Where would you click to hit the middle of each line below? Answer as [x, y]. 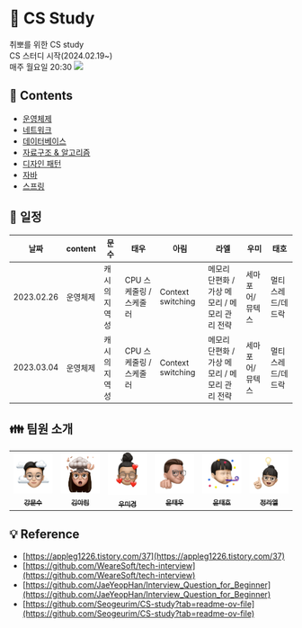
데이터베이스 [44, 141]
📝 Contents [41, 96]
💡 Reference [44, 534]
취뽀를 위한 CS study [47, 44]
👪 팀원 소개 [41, 430]
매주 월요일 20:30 [41, 67]
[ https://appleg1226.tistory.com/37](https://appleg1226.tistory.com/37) [154, 556]
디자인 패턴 [42, 163]
